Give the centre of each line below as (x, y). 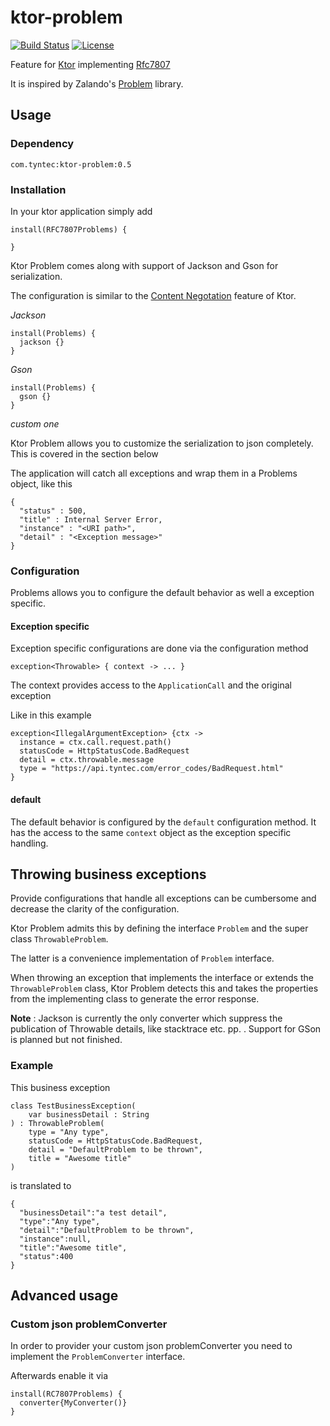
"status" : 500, (53, 511)
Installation (38, 189)
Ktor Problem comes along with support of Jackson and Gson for (144, 265)
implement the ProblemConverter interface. (98, 1357)
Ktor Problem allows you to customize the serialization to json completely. (162, 443)
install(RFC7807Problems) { (69, 229)
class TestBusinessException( (73, 1106)
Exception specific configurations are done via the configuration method (159, 648)
